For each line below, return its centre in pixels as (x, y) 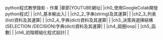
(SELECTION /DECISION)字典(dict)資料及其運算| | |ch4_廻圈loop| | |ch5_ (78, 26)
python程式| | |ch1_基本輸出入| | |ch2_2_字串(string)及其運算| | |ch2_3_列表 (81, 14)
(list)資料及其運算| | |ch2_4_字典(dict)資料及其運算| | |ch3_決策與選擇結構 (79, 20)
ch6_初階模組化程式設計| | (42, 32)
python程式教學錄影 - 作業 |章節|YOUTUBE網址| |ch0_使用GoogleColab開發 (81, 8)
